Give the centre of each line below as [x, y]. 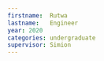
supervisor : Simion [39, 45]
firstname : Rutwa [37, 15]
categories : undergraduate [52, 38]
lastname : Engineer [43, 23]
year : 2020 [25, 30]
